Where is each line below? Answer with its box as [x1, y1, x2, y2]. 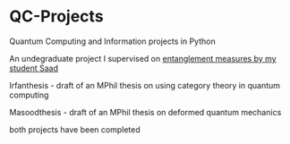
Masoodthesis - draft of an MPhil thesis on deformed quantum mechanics [9, 106, 282, 117]
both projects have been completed [9, 123, 141, 135]
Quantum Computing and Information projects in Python [9, 36, 217, 47]
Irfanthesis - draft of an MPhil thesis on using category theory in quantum [9, 80, 280, 90]
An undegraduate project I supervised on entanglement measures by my [9, 53, 277, 64]
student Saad [9, 63, 59, 73]
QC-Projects [9, 6, 105, 27]
